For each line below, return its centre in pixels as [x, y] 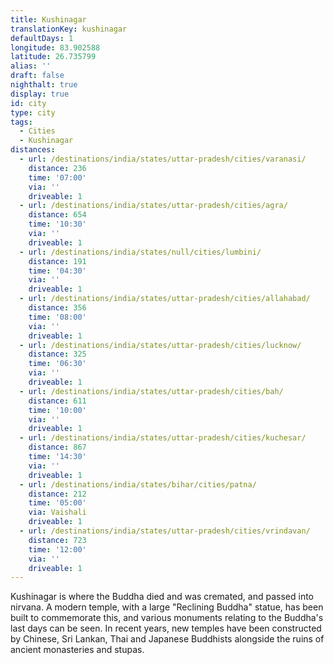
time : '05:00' [57, 503]
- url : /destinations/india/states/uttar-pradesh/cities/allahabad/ [165, 299]
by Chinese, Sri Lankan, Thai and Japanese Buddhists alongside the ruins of [167, 639]
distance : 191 [57, 261]
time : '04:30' [57, 271]
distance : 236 [57, 168]
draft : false [37, 76]
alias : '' [31, 66]
